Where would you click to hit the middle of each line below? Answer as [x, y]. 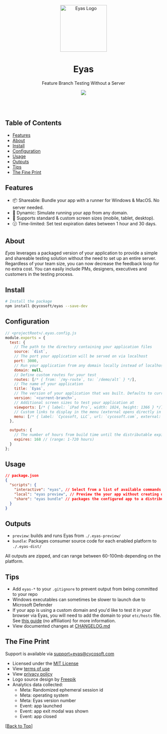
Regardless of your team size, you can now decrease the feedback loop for [82, 264]
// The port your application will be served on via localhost [81, 357]
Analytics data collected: [38, 684]
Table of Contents [34, 123]
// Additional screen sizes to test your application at [74, 402]
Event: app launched [41, 706]
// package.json [22, 476]
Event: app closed [38, 716]
